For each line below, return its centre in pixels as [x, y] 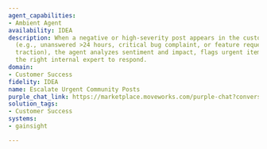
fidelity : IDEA [33, 82]
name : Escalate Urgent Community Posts [74, 89]
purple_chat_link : [39, 97]
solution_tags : [33, 104]
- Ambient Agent [35, 23]
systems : [23, 119]
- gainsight [28, 126]
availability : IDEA [41, 30]
